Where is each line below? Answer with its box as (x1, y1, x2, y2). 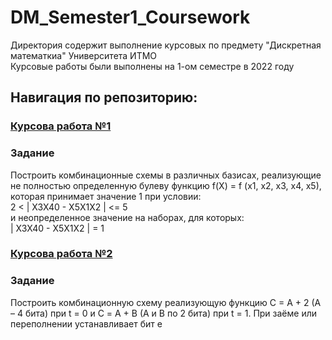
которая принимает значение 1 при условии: (10, 190, 202, 202)
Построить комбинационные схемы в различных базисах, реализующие (10, 169, 322, 181)
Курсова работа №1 (10, 119, 112, 133)
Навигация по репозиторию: (10, 89, 198, 106)
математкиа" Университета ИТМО (10, 49, 158, 61)
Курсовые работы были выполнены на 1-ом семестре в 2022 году (10, 60, 295, 72)
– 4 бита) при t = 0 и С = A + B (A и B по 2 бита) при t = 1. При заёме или (10, 307, 318, 319)
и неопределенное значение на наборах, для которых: (10, 211, 245, 223)
